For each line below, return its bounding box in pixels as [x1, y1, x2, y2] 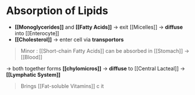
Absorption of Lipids [6, 4, 108, 18]
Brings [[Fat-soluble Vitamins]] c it [20, 82, 104, 89]
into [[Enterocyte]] [14, 29, 60, 36]
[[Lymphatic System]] [6, 71, 61, 78]
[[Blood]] [20, 53, 43, 60]
